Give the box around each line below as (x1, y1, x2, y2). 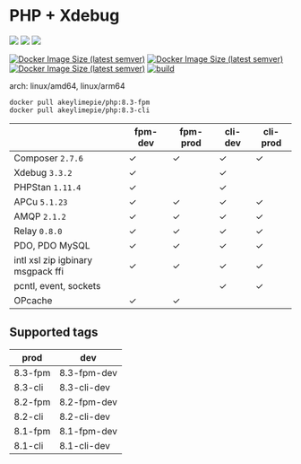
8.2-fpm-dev (59, 396, 118, 408)
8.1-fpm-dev (59, 425, 118, 437)
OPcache (13, 293, 53, 306)
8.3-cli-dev (59, 381, 110, 393)
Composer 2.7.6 (13, 152, 83, 164)
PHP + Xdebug (9, 5, 120, 26)
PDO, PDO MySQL (13, 239, 90, 251)
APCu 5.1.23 (13, 195, 68, 207)
